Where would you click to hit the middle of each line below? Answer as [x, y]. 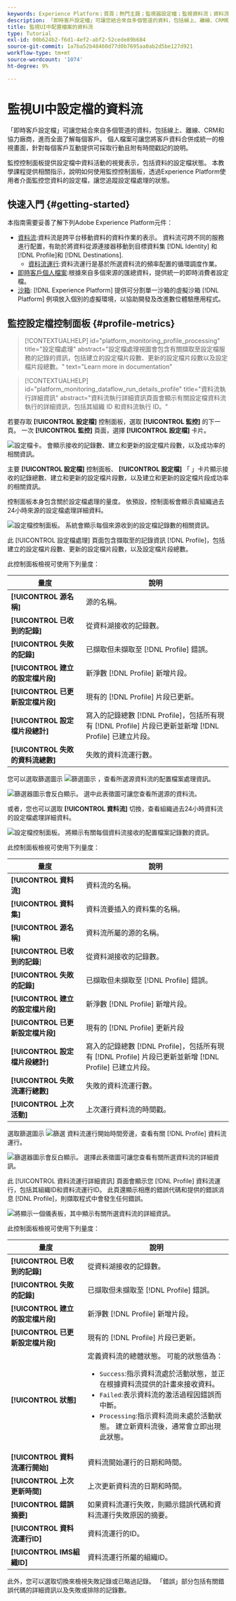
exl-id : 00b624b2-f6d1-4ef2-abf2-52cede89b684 [77, 40]
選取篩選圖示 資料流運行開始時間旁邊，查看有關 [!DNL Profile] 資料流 [117, 1133]
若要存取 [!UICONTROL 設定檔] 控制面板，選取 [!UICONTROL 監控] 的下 [111, 422]
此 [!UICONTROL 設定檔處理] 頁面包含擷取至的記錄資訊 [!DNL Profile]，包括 [116, 540]
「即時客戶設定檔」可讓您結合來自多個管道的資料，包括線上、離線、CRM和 [116, 130]
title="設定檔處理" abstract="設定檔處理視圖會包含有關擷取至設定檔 [122, 349]
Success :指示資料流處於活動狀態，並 [159, 1374]
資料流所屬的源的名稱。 [125, 933]
